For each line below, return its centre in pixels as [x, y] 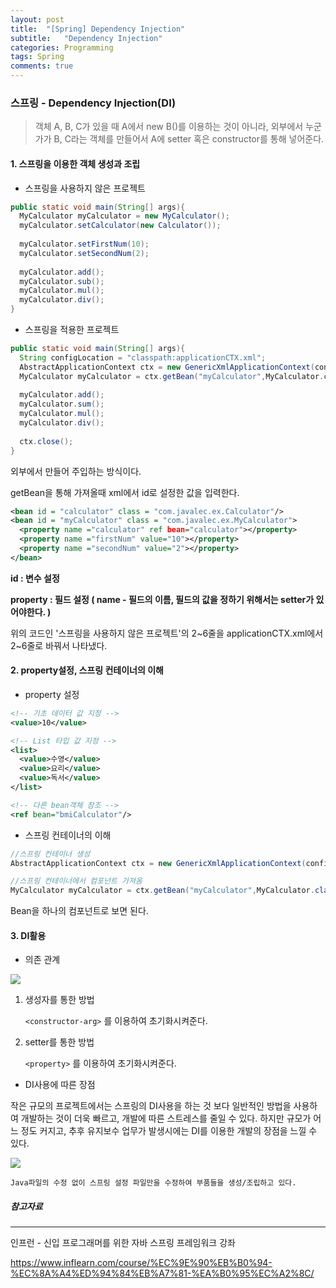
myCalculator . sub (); [62, 281]
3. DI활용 [28, 935]
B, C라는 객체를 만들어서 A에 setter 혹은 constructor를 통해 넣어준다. [189, 139]
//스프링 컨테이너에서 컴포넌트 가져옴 [76, 881]
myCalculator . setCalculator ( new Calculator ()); [120, 226]
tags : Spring [37, 57]
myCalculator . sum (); [62, 404]
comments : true [42, 66]
